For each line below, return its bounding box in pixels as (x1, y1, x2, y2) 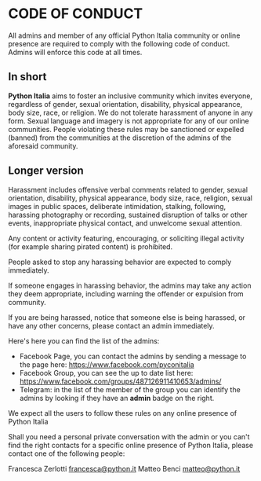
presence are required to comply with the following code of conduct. (8, 39, 230, 48)
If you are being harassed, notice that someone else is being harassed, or (8, 312, 245, 322)
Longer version (8, 164, 84, 178)
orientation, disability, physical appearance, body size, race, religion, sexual (8, 193, 253, 203)
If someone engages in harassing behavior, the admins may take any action (8, 281, 252, 290)
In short (8, 70, 47, 83)
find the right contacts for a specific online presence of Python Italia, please (8, 440, 253, 450)
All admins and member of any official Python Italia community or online (8, 31, 241, 40)
